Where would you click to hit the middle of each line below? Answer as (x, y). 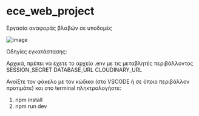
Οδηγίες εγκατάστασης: (37, 51)
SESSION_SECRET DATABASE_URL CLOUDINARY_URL (74, 70)
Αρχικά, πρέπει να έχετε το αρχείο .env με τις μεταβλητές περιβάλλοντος (100, 63)
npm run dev (31, 106)
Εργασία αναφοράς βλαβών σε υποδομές (59, 28)
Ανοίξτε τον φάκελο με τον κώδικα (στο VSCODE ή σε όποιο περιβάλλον (98, 81)
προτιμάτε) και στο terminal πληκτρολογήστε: (64, 88)
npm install (29, 100)
